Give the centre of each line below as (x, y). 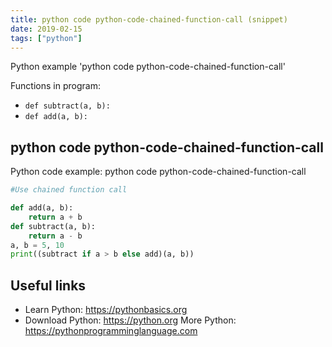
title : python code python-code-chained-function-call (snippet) (149, 19)
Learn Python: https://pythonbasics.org (106, 310)
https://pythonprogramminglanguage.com (111, 331)
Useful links (48, 285)
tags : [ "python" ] (46, 38)
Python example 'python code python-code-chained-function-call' (148, 67)
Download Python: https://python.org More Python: (130, 320)
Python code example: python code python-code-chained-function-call (158, 172)
